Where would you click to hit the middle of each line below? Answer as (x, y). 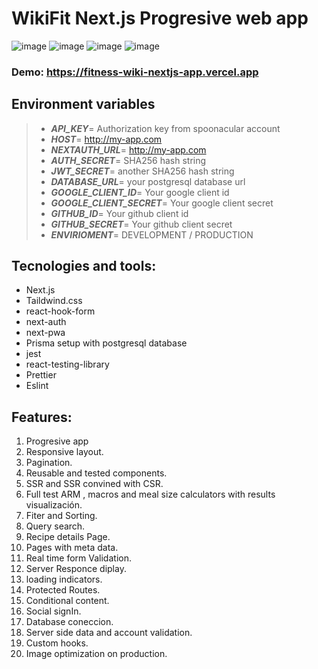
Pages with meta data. (72, 548)
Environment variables (83, 104)
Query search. (55, 526)
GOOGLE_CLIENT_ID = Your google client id (140, 192)
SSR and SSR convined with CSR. (94, 484)
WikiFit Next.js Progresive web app (160, 18)
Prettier (41, 375)
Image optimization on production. (96, 654)
